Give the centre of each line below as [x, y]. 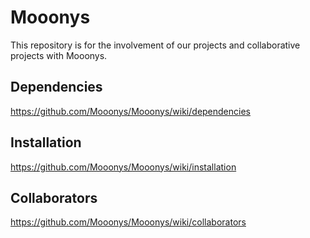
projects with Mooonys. [59, 55]
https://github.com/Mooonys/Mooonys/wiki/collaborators [128, 222]
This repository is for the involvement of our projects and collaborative [155, 45]
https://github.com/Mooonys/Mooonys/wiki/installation [123, 167]
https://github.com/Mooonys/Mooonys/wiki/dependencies [130, 111]
